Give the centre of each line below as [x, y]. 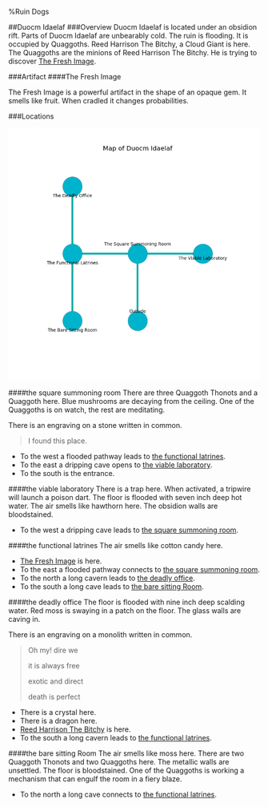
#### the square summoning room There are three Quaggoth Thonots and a [133, 393]
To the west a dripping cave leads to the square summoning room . [129, 530]
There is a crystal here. [58, 712]
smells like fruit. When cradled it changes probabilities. [99, 101]
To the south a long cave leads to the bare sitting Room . [112, 587]
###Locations [31, 116]
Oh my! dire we [53, 650]
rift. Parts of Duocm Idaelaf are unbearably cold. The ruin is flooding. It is [128, 36]
